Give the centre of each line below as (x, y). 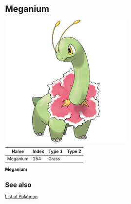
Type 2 (74, 151)
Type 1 (56, 151)
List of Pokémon (21, 196)
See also (18, 185)
